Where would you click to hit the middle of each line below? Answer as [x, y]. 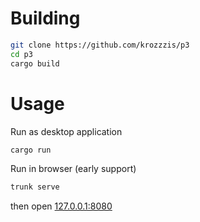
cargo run [31, 150]
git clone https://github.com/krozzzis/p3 [100, 45]
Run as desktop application [66, 131]
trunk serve [35, 187]
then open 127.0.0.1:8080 [61, 206]
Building [45, 18]
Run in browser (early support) [73, 169]
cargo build [35, 63]
